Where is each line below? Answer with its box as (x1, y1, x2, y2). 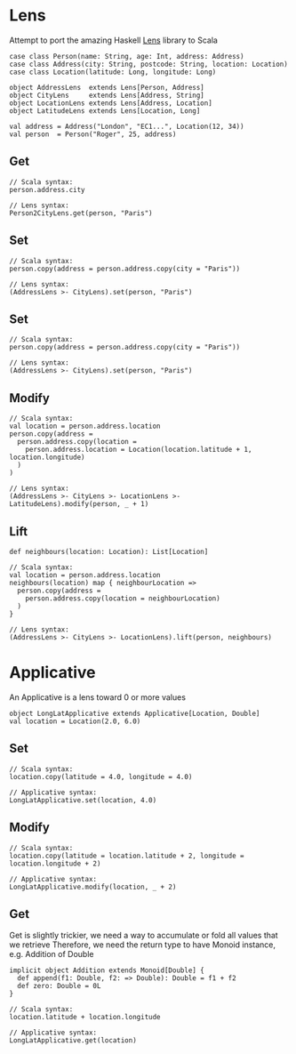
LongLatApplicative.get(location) (9, 1036, 138, 1045)
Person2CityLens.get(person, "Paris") (9, 208, 153, 218)
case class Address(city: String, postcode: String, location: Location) (9, 60, 289, 68)
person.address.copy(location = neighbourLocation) (25, 594, 220, 603)
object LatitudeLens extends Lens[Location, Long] (9, 106, 201, 116)
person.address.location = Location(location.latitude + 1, (25, 446, 252, 455)
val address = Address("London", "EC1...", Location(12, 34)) (9, 122, 244, 131)
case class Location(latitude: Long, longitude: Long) (9, 68, 217, 76)
